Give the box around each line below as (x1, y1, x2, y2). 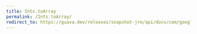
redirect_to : (6, 19, 38, 25)
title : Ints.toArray (6, 8, 57, 14)
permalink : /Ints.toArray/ (6, 14, 72, 20)
